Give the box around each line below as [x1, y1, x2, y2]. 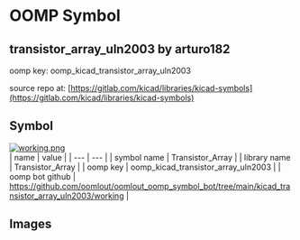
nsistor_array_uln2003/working [9, 190, 124, 201]
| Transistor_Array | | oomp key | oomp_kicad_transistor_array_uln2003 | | [9, 162, 281, 172]
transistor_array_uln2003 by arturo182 [9, 42, 231, 57]
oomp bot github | [9, 171, 77, 181]
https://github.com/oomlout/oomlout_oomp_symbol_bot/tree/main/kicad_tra [9, 180, 291, 191]
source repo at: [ [9, 83, 71, 93]
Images [9, 217, 52, 232]
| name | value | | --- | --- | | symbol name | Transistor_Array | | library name [9, 152, 291, 162]
